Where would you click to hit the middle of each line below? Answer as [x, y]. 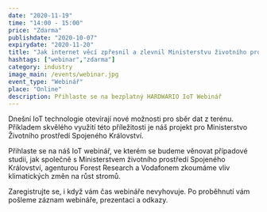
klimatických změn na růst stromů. [64, 176]
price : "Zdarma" [35, 30]
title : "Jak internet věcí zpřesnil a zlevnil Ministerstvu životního [128, 52]
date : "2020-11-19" [41, 15]
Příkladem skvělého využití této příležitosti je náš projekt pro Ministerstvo [128, 127]
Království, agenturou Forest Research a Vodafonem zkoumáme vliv [119, 168]
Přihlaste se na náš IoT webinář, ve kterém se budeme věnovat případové [128, 151]
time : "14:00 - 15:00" [46, 23]
